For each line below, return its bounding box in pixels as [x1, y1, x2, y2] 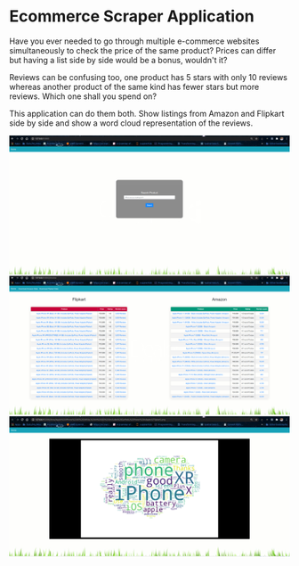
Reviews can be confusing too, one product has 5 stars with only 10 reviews [9, 71, 287, 82]
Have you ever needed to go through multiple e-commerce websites [9, 36, 260, 46]
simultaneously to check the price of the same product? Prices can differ [9, 45, 277, 55]
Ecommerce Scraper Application [9, 6, 255, 27]
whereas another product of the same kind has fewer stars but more [9, 81, 260, 92]
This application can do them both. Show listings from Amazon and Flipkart [9, 108, 285, 119]
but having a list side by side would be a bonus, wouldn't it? [9, 54, 228, 65]
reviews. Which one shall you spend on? [9, 91, 158, 102]
